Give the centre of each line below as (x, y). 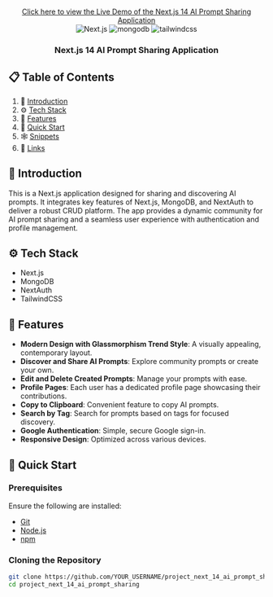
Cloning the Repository (55, 560)
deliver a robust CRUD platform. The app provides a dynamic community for (136, 210)
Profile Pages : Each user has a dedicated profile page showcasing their (140, 388)
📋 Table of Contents (62, 78)
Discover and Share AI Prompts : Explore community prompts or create (139, 362)
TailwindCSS (41, 299)
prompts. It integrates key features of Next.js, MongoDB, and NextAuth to (131, 202)
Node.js (33, 530)
